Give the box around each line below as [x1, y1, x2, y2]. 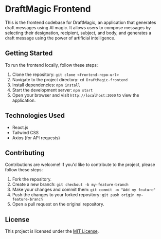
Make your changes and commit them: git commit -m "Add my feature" [12, 186, 156, 193]
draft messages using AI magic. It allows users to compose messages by [5, 24, 151, 30]
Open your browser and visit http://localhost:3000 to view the [12, 92, 140, 98]
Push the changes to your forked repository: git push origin [12, 192, 135, 198]
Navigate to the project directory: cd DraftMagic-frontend [12, 76, 128, 82]
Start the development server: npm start [12, 87, 93, 93]
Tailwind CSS [12, 129, 39, 135]
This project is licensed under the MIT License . [5, 228, 99, 234]
